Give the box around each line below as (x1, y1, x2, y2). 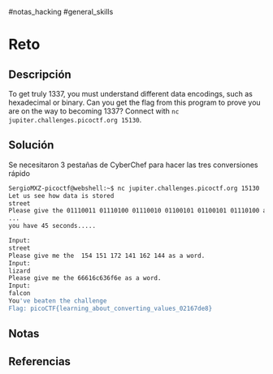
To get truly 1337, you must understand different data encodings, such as (8, 89, 253, 98)
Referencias (8, 355, 71, 368)
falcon (8, 290, 31, 298)
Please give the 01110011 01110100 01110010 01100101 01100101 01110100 (8, 207, 260, 215)
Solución (8, 138, 54, 153)
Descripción (8, 67, 71, 81)
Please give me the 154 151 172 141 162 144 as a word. (8, 251, 206, 260)
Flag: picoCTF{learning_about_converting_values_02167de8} (8, 304, 213, 312)
